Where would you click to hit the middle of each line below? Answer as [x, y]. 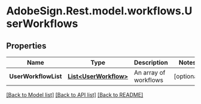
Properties [26, 46]
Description [151, 62]
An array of [150, 73]
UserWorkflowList [36, 76]
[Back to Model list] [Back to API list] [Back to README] [75, 95]
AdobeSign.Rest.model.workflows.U [99, 11]
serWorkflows [42, 24]
